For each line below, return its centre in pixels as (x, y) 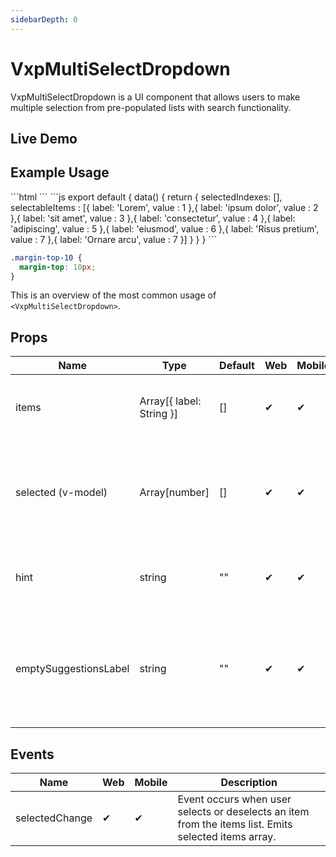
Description (249, 783)
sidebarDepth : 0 (44, 19)
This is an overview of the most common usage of (113, 295)
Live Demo (44, 138)
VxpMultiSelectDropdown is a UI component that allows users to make (155, 97)
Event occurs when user (234, 799)
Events (32, 754)
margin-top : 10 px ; (58, 267)
